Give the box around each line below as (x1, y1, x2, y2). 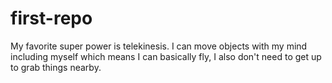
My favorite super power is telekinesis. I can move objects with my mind (10, 40, 308, 52)
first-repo (10, 7, 93, 30)
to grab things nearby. (10, 61, 102, 73)
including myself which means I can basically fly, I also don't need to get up (10, 50, 322, 62)
